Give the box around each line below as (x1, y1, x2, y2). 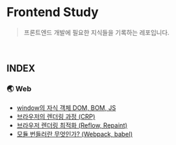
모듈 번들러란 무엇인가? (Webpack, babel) (16, 130, 133, 138)
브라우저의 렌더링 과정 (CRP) (16, 112, 96, 120)
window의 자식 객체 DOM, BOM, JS (16, 103, 117, 112)
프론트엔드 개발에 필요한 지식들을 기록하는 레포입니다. (23, 28, 170, 36)
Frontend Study (6, 4, 99, 20)
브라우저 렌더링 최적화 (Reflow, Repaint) (16, 120, 128, 130)
